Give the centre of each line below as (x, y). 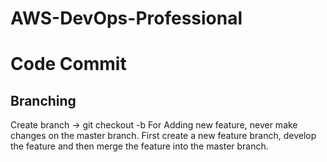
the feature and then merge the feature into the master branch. (139, 146)
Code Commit (68, 64)
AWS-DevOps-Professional (126, 18)
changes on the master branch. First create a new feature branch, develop (163, 136)
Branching (43, 100)
